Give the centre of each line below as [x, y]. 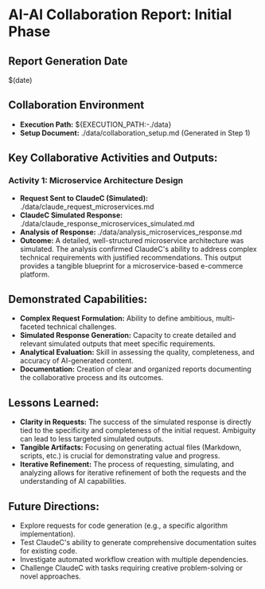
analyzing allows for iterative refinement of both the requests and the [133, 473]
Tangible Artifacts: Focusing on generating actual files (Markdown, [131, 447]
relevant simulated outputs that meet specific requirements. [117, 344]
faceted [32, 327]
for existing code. [49, 551]
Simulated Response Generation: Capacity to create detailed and [128, 336]
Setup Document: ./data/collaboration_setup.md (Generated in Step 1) [135, 132]
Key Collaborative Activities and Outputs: [113, 158]
